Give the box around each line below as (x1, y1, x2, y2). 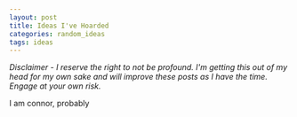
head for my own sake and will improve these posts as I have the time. (9, 72, 269, 82)
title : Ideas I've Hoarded (9, 21, 109, 30)
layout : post (9, 12, 58, 22)
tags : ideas (9, 37, 53, 47)
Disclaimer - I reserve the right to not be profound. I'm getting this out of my (9, 62, 288, 73)
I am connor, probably (9, 98, 90, 109)
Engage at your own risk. (9, 81, 101, 91)
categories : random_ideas (9, 29, 105, 38)
